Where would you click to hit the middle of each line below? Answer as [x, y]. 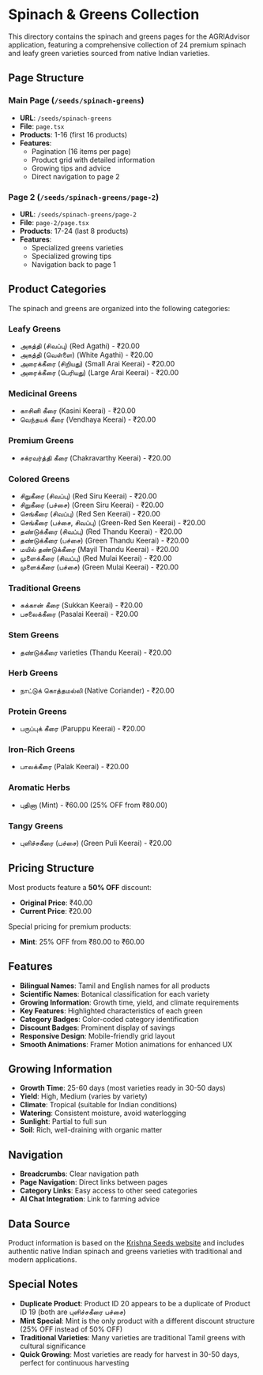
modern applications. [43, 1260]
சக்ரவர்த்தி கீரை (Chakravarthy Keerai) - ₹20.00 [95, 458]
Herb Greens [33, 673]
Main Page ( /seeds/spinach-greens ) [76, 100]
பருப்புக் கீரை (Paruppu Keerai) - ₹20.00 [83, 729]
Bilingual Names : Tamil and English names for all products [115, 986]
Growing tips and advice [71, 168]
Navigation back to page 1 [73, 264]
